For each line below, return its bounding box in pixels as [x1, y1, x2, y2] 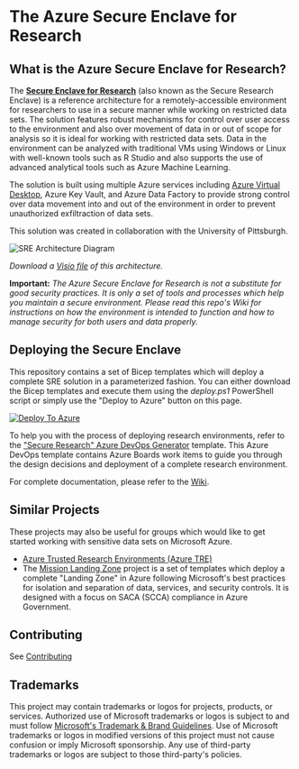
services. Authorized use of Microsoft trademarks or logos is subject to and [9, 710, 290, 722]
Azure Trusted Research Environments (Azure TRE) [22, 553, 213, 564]
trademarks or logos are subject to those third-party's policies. [9, 749, 242, 760]
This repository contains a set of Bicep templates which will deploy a [9, 366, 264, 377]
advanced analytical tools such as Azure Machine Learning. [9, 162, 231, 172]
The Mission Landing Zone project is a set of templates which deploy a [22, 563, 285, 573]
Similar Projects [9, 502, 101, 517]
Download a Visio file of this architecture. [9, 261, 164, 271]
